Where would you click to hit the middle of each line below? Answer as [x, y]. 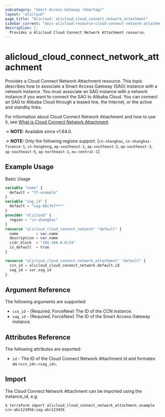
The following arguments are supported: [46, 302]
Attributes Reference [38, 337]
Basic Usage [18, 179]
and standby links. [24, 107]
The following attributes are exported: [43, 349]
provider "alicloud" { [28, 215]
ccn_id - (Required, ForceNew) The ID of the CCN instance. [72, 311]
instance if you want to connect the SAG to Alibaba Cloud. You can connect [82, 96]
